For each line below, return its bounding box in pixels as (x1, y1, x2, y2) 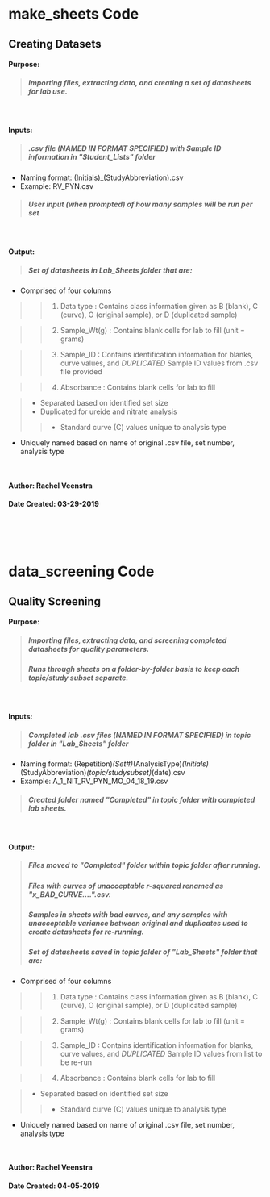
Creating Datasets (8, 37, 102, 51)
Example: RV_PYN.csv (19, 181, 94, 190)
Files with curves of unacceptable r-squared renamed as (27, 881, 224, 890)
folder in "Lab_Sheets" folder (27, 739, 129, 749)
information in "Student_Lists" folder (27, 152, 156, 162)
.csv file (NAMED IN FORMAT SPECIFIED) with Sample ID (27, 144, 222, 153)
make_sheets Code (8, 5, 139, 23)
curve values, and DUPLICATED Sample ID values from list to (60, 1049, 263, 1058)
